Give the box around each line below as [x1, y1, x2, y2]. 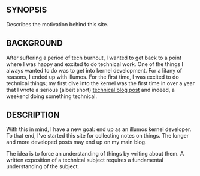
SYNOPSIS [6, 5, 47, 15]
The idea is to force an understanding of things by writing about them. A [6, 150, 184, 157]
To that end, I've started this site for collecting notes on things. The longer [6, 132, 189, 139]
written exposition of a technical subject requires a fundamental [6, 156, 163, 164]
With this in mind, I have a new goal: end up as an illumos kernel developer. [6, 126, 192, 133]
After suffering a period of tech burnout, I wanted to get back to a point [6, 54, 181, 61]
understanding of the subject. [6, 163, 80, 170]
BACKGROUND [6, 38, 63, 49]
